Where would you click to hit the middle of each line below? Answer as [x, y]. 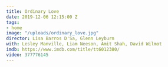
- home [14, 28]
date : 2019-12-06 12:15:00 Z [42, 17]
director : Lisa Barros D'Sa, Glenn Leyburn [60, 38]
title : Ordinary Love [33, 11]
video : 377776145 [27, 55]
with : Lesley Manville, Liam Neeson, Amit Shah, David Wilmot [84, 44]
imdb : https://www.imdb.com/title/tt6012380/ [63, 50]
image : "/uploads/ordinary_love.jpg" [52, 33]
